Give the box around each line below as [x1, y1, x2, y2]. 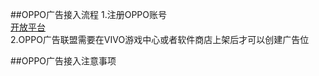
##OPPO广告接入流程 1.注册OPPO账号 [10, 9, 167, 20]
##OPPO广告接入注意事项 [10, 55, 117, 67]
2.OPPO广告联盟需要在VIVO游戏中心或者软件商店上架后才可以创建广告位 [10, 34, 310, 45]
